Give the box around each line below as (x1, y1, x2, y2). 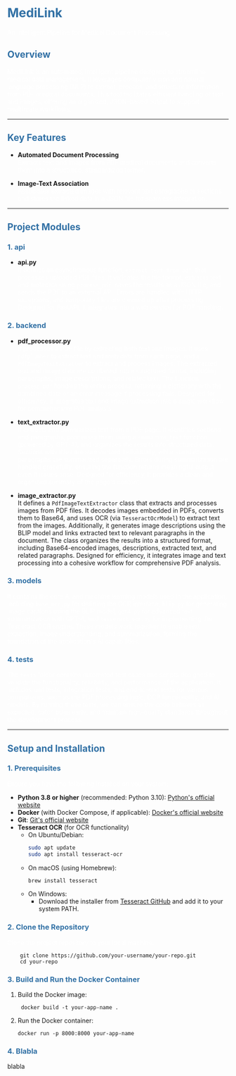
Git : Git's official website (17, 815, 89, 824)
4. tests (7, 654, 34, 664)
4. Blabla (7, 1046, 38, 1056)
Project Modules (7, 220, 81, 233)
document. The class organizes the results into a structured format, (17, 536, 213, 544)
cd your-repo (20, 958, 58, 965)
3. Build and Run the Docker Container (7, 974, 140, 984)
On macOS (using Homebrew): (27, 863, 117, 872)
